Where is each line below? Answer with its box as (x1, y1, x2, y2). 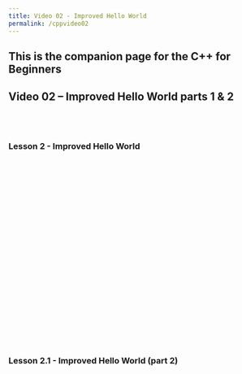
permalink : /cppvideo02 (8, 20, 89, 28)
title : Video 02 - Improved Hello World (8, 11, 148, 20)
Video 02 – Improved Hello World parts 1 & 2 (8, 90, 234, 104)
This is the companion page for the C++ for (8, 50, 231, 63)
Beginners (8, 62, 63, 76)
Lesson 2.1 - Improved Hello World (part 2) (8, 354, 179, 366)
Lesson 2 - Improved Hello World (8, 140, 140, 151)
